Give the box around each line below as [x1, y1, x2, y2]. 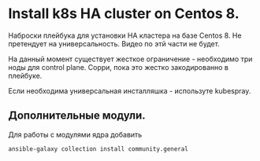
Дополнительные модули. [8, 109, 146, 123]
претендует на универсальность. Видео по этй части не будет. [8, 38, 221, 48]
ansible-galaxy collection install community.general [8, 145, 189, 153]
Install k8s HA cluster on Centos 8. [8, 5, 240, 23]
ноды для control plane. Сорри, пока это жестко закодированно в [8, 62, 228, 71]
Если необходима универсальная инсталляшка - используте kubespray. [8, 86, 251, 95]
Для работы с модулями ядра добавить [8, 130, 143, 139]
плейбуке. [8, 71, 43, 80]
